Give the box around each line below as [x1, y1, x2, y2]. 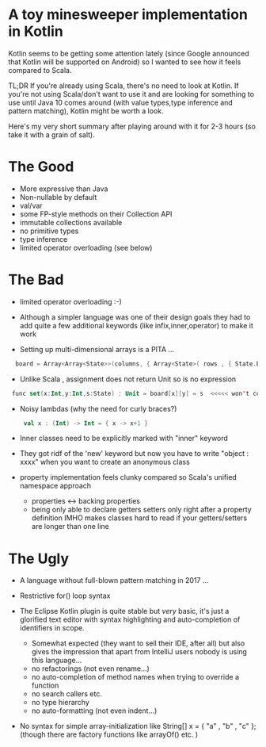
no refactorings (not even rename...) [31, 664, 150, 673]
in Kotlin [8, 22, 63, 40]
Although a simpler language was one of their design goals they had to [19, 312, 251, 322]
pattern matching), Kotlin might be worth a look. [8, 105, 164, 116]
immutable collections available [19, 217, 123, 227]
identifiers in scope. [19, 623, 85, 633]
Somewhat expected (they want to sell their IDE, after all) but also [31, 638, 245, 648]
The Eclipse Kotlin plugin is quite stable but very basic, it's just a [19, 607, 230, 616]
